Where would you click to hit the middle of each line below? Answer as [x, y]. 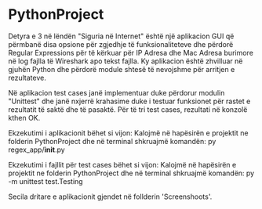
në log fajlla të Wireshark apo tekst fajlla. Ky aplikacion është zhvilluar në [126, 61]
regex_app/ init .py [36, 150]
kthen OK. [24, 117]
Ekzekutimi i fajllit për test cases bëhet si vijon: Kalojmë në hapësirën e [122, 164]
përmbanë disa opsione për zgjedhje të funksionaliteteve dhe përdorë [121, 44]
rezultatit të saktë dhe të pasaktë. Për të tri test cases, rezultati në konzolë [128, 109]
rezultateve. [27, 77]
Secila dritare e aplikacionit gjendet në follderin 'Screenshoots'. [110, 196]
